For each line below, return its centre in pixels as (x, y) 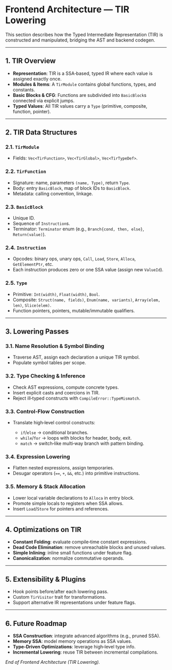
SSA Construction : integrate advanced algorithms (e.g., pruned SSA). (86, 636)
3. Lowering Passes (37, 332)
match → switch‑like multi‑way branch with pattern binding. (82, 443)
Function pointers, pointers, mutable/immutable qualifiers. (74, 310)
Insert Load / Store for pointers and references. (61, 508)
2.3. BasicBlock (24, 207)
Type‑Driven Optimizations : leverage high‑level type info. (74, 646)
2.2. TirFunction (26, 171)
